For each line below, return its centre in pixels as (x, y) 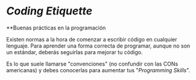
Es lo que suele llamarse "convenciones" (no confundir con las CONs (92, 64)
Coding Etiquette (49, 11)
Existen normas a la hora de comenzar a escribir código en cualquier (92, 39)
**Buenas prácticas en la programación (56, 28)
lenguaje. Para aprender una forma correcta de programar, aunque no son (98, 46)
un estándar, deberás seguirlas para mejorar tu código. (74, 52)
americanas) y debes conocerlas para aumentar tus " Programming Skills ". (98, 70)
